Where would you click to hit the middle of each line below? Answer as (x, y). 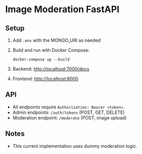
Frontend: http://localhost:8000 (45, 79)
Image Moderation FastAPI (62, 9)
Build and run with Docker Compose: (51, 50)
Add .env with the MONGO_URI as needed (57, 40)
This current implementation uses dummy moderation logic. (75, 146)
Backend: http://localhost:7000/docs (51, 69)
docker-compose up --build (41, 59)
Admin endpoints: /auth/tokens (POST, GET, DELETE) (69, 112)
